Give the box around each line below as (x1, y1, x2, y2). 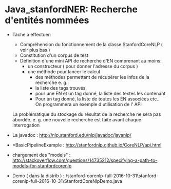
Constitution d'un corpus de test (20, 52, 88, 58)
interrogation (12, 122, 40, 128)
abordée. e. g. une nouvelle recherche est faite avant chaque (12, 116, 142, 122)
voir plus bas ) (20, 47, 50, 53)
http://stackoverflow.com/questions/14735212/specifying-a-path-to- (12, 157, 158, 163)
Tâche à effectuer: (12, 31, 51, 37)
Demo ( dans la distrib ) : (12, 173, 65, 179)
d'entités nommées (5, 14, 89, 26)
